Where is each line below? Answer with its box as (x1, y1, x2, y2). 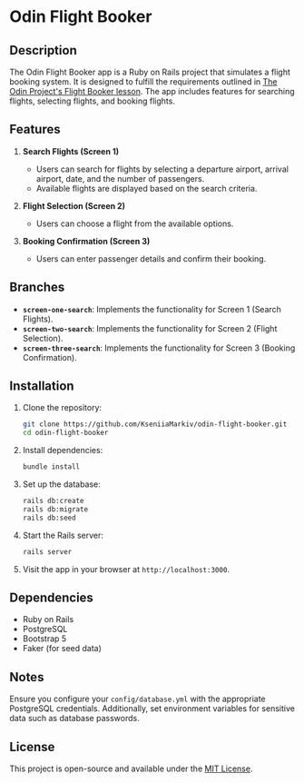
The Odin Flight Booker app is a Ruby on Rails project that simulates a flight (9, 66, 290, 77)
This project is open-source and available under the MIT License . (9, 763, 253, 774)
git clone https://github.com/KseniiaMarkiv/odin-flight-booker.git (22, 420, 288, 429)
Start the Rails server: (22, 530, 104, 540)
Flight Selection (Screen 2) (22, 200, 125, 211)
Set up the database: (22, 479, 102, 490)
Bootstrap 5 (22, 633, 67, 644)
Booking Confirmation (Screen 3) (22, 235, 151, 246)
